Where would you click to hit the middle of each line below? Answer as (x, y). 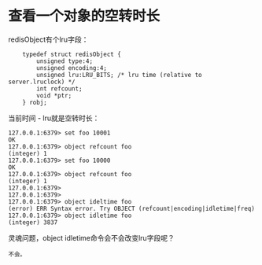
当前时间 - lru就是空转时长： (54, 118)
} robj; (35, 102)
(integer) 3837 (33, 222)
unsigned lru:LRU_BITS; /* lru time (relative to (119, 75)
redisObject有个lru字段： (48, 39)
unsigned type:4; (65, 61)
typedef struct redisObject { (72, 54)
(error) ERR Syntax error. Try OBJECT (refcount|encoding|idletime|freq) (132, 208)
